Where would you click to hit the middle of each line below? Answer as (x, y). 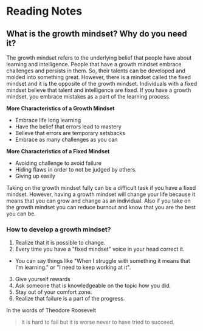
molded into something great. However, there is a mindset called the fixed (99, 77)
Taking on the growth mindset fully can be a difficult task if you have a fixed (101, 188)
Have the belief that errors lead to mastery (68, 127)
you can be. (21, 214)
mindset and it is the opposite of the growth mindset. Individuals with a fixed (102, 84)
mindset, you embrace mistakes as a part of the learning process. (88, 96)
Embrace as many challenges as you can (66, 139)
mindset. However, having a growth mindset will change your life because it (101, 194)
